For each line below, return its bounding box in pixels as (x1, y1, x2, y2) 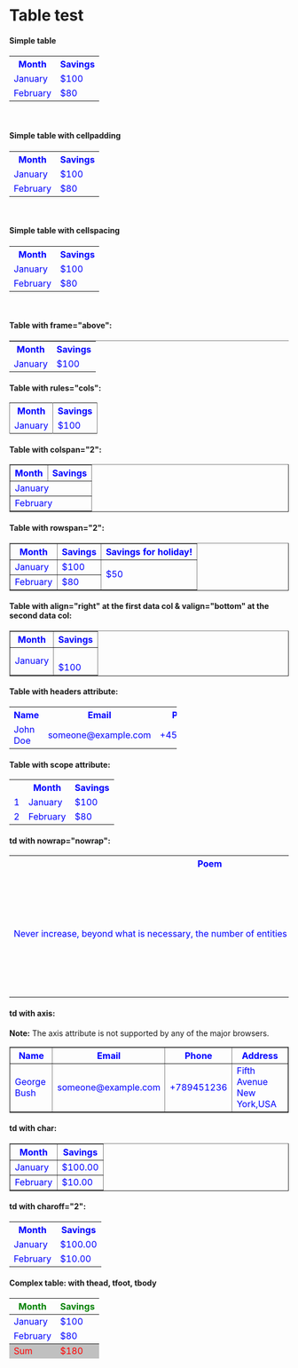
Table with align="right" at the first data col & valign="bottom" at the (9, 601, 270, 612)
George (14, 1075, 46, 1087)
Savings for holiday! (106, 545, 193, 557)
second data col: (9, 610, 73, 621)
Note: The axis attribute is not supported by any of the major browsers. (9, 1027, 270, 1039)
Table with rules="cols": (9, 383, 102, 393)
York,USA (236, 1097, 277, 1110)
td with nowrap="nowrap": (9, 835, 111, 846)
